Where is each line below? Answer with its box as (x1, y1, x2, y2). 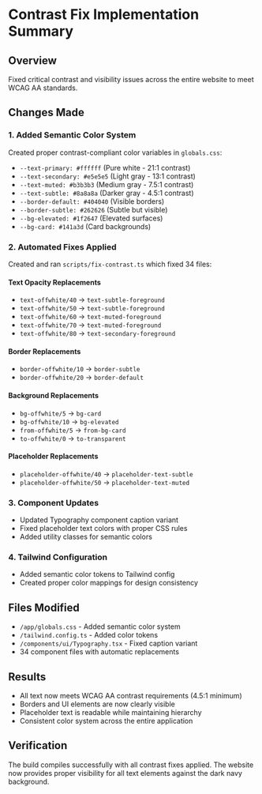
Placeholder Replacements (8, 452, 99, 461)
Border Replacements (8, 346, 81, 356)
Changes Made (8, 106, 84, 119)
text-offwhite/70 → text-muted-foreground (19, 320, 162, 329)
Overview (8, 54, 58, 67)
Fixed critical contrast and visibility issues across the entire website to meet (8, 75, 254, 84)
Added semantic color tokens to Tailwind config (19, 570, 175, 579)
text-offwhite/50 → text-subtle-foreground (19, 303, 166, 313)
